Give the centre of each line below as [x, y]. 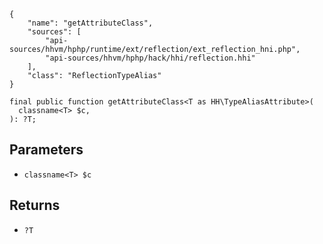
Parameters [46, 150]
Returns [35, 205]
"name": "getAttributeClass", [90, 23]
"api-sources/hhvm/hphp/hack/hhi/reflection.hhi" [150, 58]
